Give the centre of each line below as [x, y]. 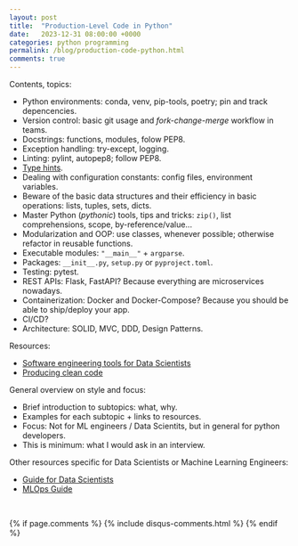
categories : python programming [69, 42]
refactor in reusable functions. [77, 243]
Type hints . [43, 167]
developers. [44, 436]
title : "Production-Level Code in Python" [91, 26]
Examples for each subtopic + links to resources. [112, 416]
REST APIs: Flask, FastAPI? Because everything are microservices [143, 281]
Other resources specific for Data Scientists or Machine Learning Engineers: [149, 462]
